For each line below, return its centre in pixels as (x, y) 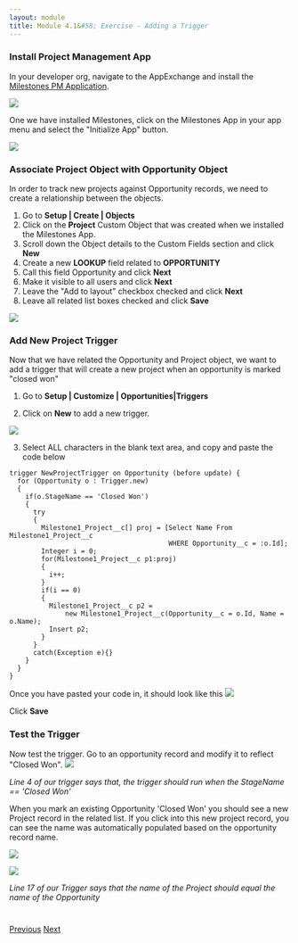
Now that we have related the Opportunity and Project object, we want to (143, 360)
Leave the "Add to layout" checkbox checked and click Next (132, 292)
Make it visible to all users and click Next (97, 282)
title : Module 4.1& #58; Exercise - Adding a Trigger (109, 26)
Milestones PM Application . (59, 86)
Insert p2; (69, 630)
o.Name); (25, 622)
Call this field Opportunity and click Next (97, 272)
